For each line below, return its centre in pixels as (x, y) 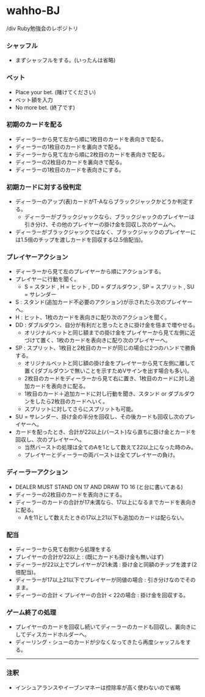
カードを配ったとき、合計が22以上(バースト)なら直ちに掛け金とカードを (106, 432)
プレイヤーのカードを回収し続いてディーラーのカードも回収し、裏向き (103, 627)
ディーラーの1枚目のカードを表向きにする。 (70, 169)
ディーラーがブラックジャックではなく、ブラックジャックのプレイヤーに (106, 232)
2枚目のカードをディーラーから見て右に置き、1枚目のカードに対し (107, 378)
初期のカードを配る (34, 125)
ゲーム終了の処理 (31, 612)
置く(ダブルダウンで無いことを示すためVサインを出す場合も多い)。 (108, 371)
